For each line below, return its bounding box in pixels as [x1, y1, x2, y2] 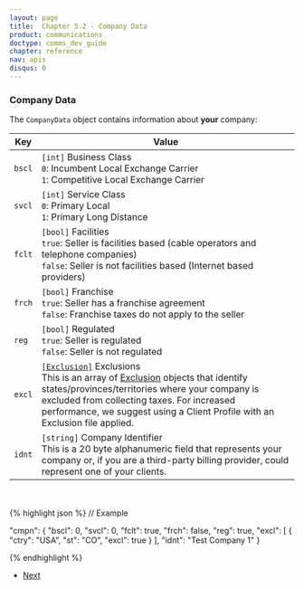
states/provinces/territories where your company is [41, 383, 260, 395]
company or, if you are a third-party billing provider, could [41, 454, 290, 467]
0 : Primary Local [41, 200, 110, 213]
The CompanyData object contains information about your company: [9, 114, 258, 125]
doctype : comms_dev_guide [9, 38, 107, 48]
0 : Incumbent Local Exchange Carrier [41, 162, 199, 175]
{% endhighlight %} [9, 553, 83, 564]
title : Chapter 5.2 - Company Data [9, 22, 147, 31]
